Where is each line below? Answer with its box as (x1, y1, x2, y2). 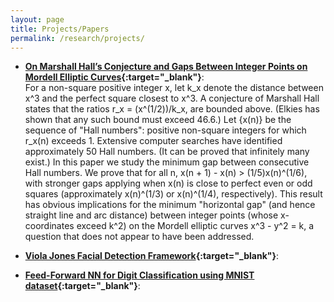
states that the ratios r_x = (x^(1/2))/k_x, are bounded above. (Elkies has (24, 103, 320, 115)
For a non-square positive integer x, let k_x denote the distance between (24, 82, 324, 94)
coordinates (24, 220, 75, 232)
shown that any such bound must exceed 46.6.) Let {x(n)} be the (24, 114, 292, 126)
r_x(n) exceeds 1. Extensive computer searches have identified (24, 135, 283, 147)
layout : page (10, 14, 65, 25)
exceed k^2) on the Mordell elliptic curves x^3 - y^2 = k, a (76, 220, 315, 232)
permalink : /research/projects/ (10, 33, 145, 43)
